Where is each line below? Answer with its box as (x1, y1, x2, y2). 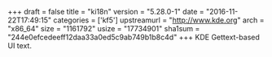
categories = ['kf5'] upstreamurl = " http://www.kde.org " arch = (53, 15, 265, 25)
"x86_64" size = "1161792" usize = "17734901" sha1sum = (7, 24, 200, 33)
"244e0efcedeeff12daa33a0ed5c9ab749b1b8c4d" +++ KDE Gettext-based (7, 32, 260, 42)
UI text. (7, 41, 32, 51)
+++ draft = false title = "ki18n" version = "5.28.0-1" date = (7, 7, 204, 16)
